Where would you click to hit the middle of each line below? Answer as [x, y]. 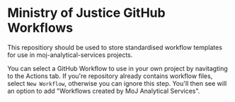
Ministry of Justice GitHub [86, 13]
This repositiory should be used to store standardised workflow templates [115, 47]
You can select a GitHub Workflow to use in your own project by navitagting [117, 68]
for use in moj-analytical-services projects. [70, 55]
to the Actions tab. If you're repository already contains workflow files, [110, 76]
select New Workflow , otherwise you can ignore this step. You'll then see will [117, 83]
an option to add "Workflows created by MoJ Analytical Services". [104, 91]
